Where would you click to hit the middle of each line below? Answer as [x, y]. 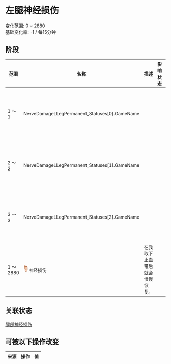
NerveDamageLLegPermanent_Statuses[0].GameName [82, 113]
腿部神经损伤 [19, 324]
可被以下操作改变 [32, 342]
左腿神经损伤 [32, 10]
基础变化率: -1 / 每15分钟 [31, 32]
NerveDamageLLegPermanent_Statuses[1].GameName [82, 165]
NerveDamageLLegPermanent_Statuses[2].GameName [82, 217]
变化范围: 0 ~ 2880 [25, 26]
